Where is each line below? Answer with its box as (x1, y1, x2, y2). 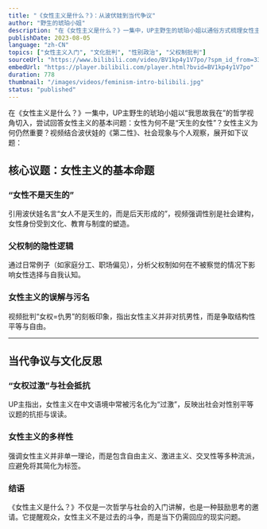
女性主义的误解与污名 (8, 292, 90, 303)
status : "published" (8, 85, 77, 94)
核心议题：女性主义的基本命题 (8, 164, 155, 177)
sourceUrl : (8, 56, 44, 64)
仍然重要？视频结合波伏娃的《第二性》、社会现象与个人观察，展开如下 (14, 128, 242, 137)
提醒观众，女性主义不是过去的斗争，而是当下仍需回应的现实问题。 (29, 512, 245, 521)
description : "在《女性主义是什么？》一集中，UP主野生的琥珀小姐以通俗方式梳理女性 (8, 26, 255, 34)
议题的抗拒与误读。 (8, 410, 72, 419)
